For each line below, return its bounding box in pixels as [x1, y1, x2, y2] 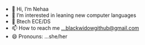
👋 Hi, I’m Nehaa [11, 6, 49, 12]
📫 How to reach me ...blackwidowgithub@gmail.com [11, 25, 140, 32]
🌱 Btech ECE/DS [11, 18, 51, 25]
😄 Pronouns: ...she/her [11, 33, 68, 40]
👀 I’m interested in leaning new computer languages [11, 12, 137, 19]
